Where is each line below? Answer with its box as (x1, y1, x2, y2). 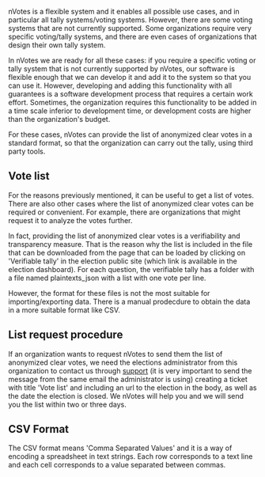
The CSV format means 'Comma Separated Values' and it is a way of (8, 443, 233, 453)
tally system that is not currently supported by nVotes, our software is (8, 64, 236, 74)
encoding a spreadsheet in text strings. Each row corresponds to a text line (8, 452, 253, 461)
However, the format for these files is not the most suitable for (8, 288, 210, 297)
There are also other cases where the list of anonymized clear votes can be (8, 199, 255, 208)
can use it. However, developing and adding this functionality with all (8, 81, 232, 90)
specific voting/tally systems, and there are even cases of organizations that (8, 32, 257, 41)
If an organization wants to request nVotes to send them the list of (8, 349, 223, 358)
